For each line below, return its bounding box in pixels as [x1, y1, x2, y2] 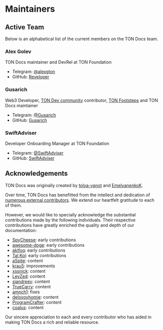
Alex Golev [5, 48, 32, 55]
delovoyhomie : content [12, 294, 59, 300]
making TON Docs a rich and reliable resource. [5, 319, 99, 325]
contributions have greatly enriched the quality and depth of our [5, 222, 135, 228]
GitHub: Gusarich [12, 117, 47, 123]
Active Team [5, 23, 45, 31]
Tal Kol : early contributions [12, 252, 67, 258]
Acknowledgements [5, 169, 68, 178]
